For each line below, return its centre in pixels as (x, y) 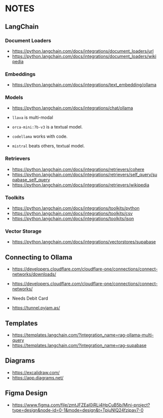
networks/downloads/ (34, 274)
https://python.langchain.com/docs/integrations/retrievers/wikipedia (81, 185)
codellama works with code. (40, 136)
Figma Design (26, 393)
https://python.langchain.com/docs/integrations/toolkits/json (73, 219)
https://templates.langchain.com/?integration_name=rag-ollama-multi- (83, 335)
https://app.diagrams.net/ (38, 377)
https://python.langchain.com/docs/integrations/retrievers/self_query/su (84, 175)
